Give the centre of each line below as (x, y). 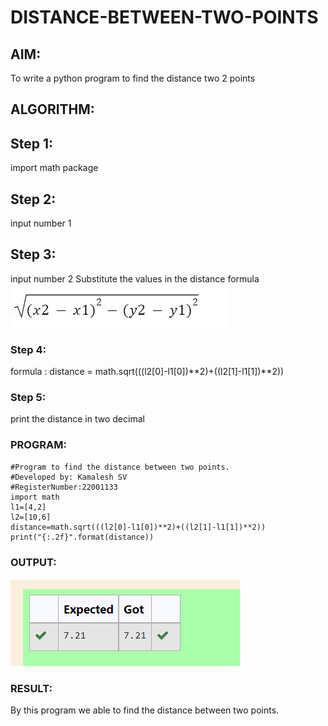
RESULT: (31, 688)
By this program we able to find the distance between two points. (145, 710)
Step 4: (28, 349)
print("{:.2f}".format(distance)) (82, 537)
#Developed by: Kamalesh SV (69, 477)
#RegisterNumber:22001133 (64, 487)
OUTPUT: (33, 562)
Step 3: (33, 254)
